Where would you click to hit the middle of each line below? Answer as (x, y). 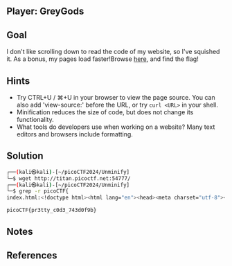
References (32, 255)
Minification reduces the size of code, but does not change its (105, 112)
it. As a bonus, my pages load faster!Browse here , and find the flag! (102, 59)
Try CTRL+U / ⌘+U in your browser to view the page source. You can (116, 98)
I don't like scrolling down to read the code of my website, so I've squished (113, 52)
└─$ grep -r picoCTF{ (38, 191)
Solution (25, 156)
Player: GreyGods (45, 11)
